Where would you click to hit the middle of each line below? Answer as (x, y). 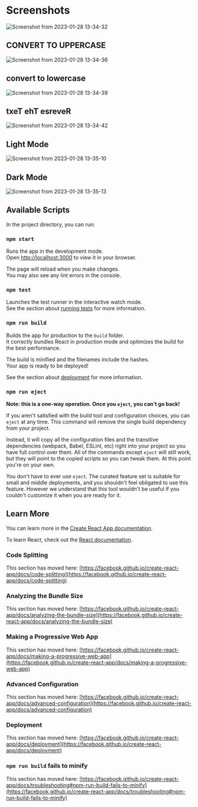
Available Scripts (38, 210)
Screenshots (38, 10)
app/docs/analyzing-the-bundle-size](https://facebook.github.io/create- (95, 615)
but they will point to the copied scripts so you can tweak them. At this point (98, 458)
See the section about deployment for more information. (74, 377)
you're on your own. (30, 465)
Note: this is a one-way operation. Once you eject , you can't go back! (93, 404)
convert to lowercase (46, 79)
